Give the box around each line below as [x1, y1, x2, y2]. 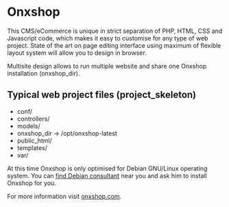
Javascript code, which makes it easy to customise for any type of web [7, 34, 208, 42]
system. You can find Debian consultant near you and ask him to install [7, 171, 207, 180]
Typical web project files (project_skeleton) [7, 89, 197, 101]
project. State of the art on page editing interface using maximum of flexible [7, 41, 221, 49]
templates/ [16, 143, 48, 151]
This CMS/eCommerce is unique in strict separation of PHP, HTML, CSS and [7, 27, 223, 35]
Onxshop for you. [7, 179, 56, 187]
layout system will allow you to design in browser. [7, 49, 147, 57]
